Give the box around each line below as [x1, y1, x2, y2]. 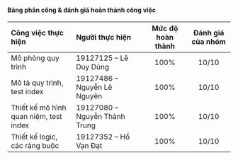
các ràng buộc [11, 141, 59, 151]
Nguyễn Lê [75, 82, 113, 92]
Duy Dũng [75, 62, 110, 72]
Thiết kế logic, [11, 132, 58, 142]
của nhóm [191, 37, 227, 47]
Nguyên [75, 91, 103, 101]
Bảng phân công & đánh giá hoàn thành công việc [7, 6, 156, 14]
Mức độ [152, 23, 178, 33]
